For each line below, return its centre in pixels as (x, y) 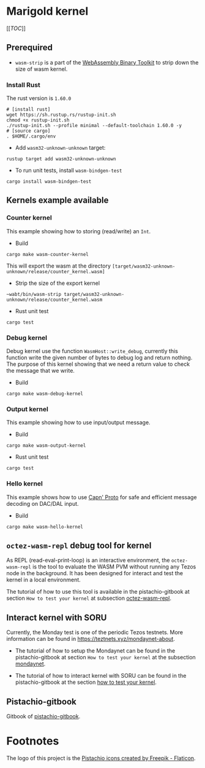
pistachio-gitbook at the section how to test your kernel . (86, 682)
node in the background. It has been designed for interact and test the (95, 573)
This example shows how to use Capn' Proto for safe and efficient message (102, 497)
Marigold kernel (47, 11)
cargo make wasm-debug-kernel (45, 394)
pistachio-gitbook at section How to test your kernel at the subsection (105, 657)
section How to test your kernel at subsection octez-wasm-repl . (89, 598)
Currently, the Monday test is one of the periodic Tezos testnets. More (95, 632)
